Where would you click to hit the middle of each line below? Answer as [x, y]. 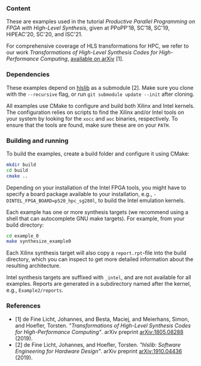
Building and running [38, 140]
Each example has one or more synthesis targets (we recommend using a [97, 212]
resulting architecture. [34, 266]
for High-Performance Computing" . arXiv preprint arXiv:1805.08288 [99, 332]
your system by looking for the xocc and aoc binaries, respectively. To [92, 118]
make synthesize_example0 [39, 241]
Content [19, 8]
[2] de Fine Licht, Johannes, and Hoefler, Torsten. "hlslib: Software [98, 344]
